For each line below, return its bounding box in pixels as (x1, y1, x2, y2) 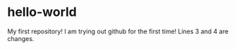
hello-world (7, 4, 77, 20)
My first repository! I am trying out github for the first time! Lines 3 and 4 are (7, 27, 229, 35)
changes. (7, 34, 35, 42)
